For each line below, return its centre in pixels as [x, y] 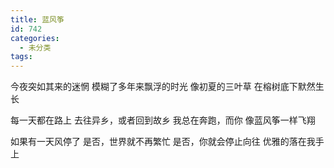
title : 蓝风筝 [37, 19]
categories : [35, 38]
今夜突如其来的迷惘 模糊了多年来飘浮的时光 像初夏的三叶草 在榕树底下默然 [163, 87]
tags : [21, 57]
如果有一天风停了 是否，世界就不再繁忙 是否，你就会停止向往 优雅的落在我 [163, 142]
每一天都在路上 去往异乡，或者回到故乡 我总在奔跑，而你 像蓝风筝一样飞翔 [163, 120]
